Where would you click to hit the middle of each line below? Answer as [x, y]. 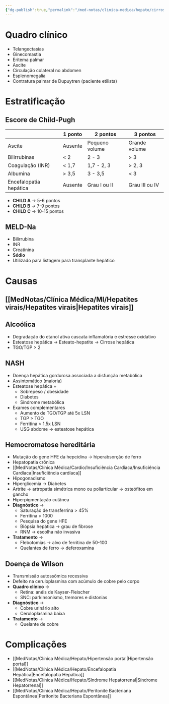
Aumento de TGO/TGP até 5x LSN [55, 413]
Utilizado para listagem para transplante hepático [63, 261]
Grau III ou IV [144, 185]
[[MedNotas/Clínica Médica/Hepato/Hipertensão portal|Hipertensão [83, 659]
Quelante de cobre [39, 624]
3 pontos [145, 134]
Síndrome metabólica [42, 402]
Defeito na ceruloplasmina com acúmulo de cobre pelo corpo [76, 581]
